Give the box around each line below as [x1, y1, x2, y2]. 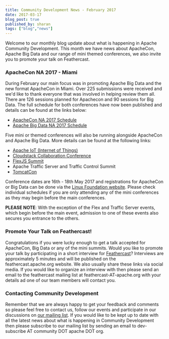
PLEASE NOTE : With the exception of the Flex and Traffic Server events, [5, 204, 155, 210]
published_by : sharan [5, 21, 51, 27]
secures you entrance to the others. [5, 216, 80, 222]
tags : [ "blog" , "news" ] [5, 26, 53, 31]
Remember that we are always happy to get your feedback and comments [5, 302, 159, 308]
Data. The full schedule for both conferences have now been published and [5, 102, 162, 108]
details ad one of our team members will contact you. [5, 277, 116, 283]
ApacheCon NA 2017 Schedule [12, 117, 77, 123]
